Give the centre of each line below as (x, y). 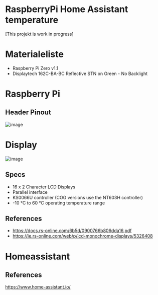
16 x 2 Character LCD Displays (44, 187)
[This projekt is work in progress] (39, 34)
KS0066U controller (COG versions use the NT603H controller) (77, 197)
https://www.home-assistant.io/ (38, 287)
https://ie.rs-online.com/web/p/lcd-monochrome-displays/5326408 (83, 236)
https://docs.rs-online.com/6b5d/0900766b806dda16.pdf (72, 231)
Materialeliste (35, 54)
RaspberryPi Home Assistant (67, 9)
